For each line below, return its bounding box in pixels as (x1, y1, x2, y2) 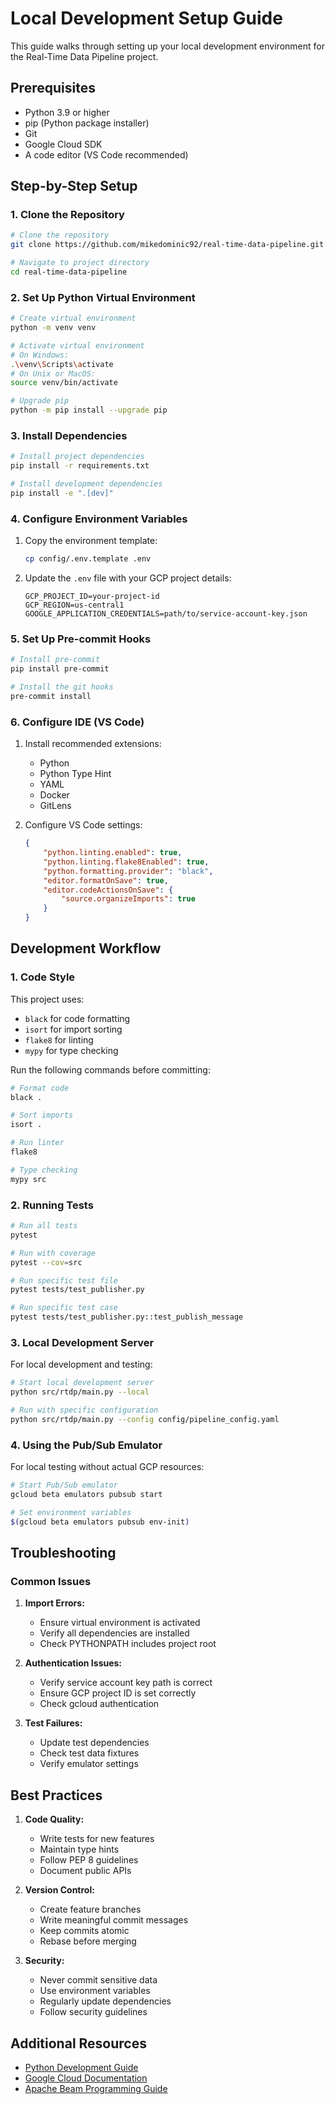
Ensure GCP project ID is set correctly (39, 1687, 197, 1699)
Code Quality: (24, 1813, 85, 1826)
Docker (39, 789, 70, 801)
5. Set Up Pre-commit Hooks (10, 632, 152, 646)
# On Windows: (10, 350, 70, 360)
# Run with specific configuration (10, 1405, 159, 1416)
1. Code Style (10, 970, 76, 984)
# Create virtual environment (10, 313, 137, 324)
